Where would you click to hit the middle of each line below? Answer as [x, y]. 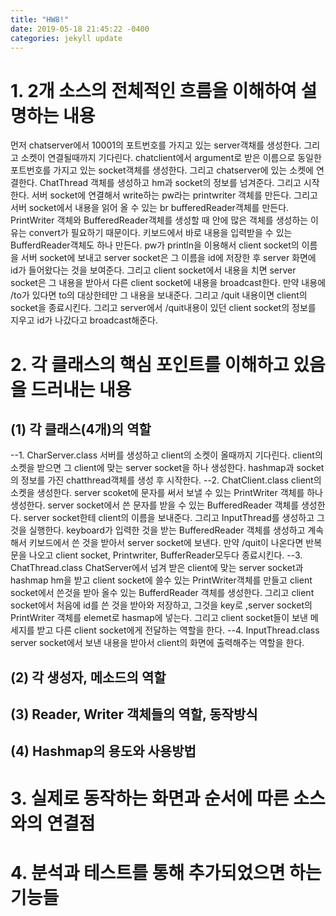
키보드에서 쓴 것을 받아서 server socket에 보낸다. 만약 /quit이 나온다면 [166, 543]
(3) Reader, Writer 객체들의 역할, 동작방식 [134, 714]
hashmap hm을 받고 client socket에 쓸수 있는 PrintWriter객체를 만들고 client [161, 580]
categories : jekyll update [66, 38]
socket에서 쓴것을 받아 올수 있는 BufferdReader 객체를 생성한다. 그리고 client [162, 593]
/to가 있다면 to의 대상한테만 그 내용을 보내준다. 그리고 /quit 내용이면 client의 [159, 295]
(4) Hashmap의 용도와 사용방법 [103, 751]
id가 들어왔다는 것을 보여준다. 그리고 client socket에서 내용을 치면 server [153, 270]
